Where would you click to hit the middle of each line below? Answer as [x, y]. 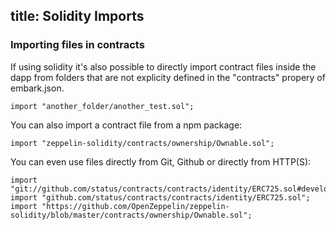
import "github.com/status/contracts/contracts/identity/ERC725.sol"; [160, 197]
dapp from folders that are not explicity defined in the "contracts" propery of [168, 77]
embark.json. [37, 88]
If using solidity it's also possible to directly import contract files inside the [163, 66]
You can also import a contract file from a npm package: [126, 125]
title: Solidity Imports [77, 16]
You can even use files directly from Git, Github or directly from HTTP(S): [161, 161]
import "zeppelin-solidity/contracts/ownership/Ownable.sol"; [142, 143]
